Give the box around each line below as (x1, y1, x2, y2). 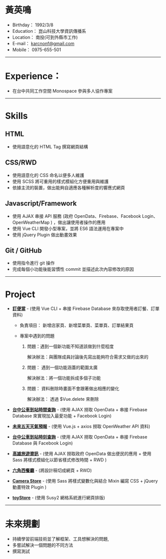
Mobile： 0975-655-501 (12, 47, 61, 53)
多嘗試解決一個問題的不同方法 (12, 542, 73, 548)
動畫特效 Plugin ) (12, 484, 47, 490)
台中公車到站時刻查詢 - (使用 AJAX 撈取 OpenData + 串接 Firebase (12, 434, 147, 440)
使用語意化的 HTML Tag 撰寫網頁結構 (12, 143, 88, 149)
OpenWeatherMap (12, 219, 50, 225)
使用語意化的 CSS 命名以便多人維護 (12, 172, 84, 178)
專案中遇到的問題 (19, 333, 55, 339)
